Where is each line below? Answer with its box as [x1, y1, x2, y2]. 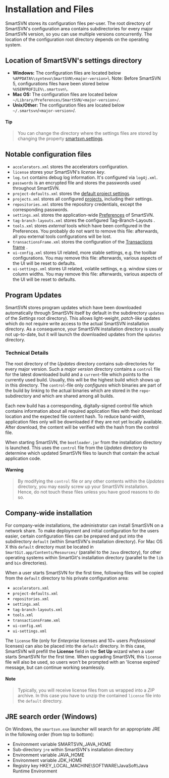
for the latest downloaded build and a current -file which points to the [5, 371, 149, 377]
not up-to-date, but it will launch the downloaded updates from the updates [5, 331, 161, 337]
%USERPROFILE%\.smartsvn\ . [12, 86, 69, 92]
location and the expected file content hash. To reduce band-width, [5, 413, 145, 419]
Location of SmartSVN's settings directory [5, 57, 142, 65]
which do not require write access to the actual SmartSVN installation [5, 320, 150, 326]
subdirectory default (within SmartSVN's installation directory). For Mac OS [5, 538, 163, 544]
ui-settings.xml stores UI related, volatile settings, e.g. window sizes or [12, 265, 163, 271]
